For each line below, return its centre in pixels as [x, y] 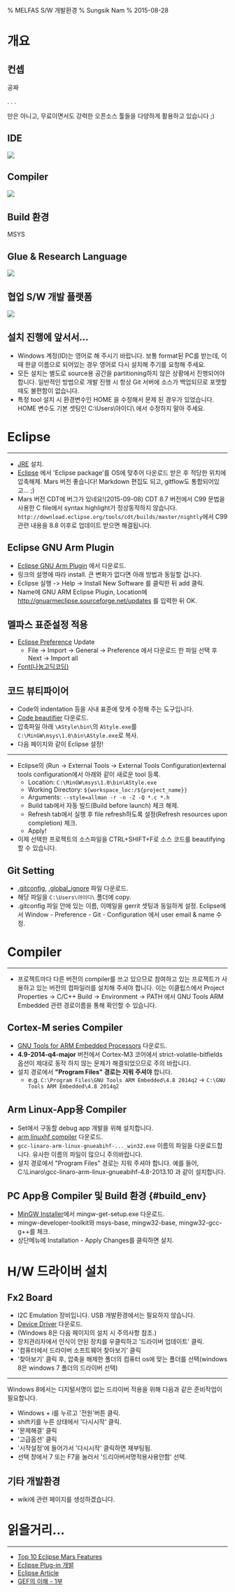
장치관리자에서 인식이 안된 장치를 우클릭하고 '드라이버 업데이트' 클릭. [111, 1342]
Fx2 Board [30, 1298]
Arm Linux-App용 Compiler [67, 1110]
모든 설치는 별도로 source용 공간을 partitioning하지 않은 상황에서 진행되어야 [121, 373]
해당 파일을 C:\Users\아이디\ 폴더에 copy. [74, 897]
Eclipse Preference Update [56, 642]
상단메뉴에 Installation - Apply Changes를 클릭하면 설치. [95, 1241]
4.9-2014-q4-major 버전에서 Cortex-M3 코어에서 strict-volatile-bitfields [120, 1054]
